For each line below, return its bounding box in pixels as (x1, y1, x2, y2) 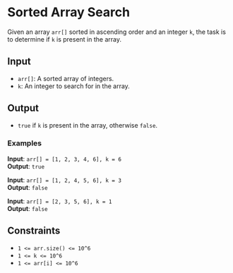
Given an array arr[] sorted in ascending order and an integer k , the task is (7, 28, 226, 36)
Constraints (7, 225, 61, 237)
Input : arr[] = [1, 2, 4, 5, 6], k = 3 (7, 176, 122, 184)
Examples (7, 138, 42, 148)
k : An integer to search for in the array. (17, 82, 131, 90)
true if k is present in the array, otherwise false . (17, 121, 157, 129)
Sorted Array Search (7, 4, 131, 20)
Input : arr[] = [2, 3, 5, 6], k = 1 (7, 197, 112, 205)
